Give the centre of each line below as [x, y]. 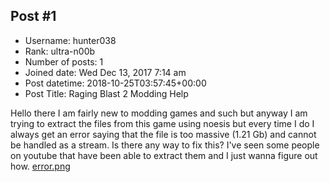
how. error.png [40, 166]
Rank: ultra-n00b [60, 51]
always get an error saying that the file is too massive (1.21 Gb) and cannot [163, 134]
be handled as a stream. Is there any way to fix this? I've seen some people [165, 145]
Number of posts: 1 [64, 61]
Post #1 [33, 16]
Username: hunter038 [70, 40]
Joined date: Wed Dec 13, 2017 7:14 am [105, 72]
